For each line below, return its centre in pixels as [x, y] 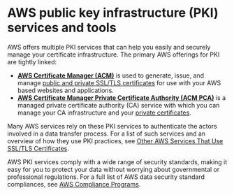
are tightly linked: [32, 62]
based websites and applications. [65, 90]
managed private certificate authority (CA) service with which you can [118, 105]
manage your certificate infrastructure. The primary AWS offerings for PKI [114, 55]
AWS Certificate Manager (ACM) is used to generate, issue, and [111, 75]
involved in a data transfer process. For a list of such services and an [107, 133]
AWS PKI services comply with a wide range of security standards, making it [117, 161]
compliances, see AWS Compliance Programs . [74, 184]
